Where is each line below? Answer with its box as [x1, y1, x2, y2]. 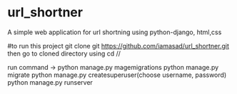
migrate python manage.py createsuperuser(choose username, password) [7, 70, 227, 79]
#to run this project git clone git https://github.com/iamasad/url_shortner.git [7, 41, 230, 50]
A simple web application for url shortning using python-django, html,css [7, 28, 222, 36]
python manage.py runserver [7, 78, 93, 86]
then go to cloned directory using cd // [7, 49, 121, 58]
